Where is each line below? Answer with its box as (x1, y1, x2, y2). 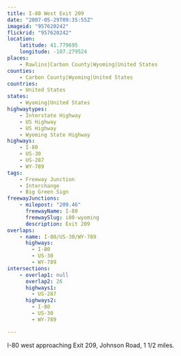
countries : (7, 80, 38, 87)
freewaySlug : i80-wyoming (25, 214, 99, 221)
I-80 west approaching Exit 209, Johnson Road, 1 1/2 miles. (7, 341, 175, 349)
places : (7, 55, 29, 62)
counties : (7, 67, 36, 74)
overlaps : (7, 227, 36, 234)
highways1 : (25, 284, 57, 292)
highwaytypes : (7, 106, 48, 112)
